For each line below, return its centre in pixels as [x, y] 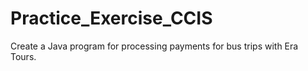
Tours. [23, 56]
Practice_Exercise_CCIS [111, 18]
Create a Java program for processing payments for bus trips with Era [154, 46]
